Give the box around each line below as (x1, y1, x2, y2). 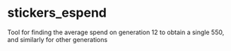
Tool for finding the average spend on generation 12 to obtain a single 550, (7, 28, 225, 36)
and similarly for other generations (7, 35, 108, 43)
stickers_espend (7, 5, 107, 21)
